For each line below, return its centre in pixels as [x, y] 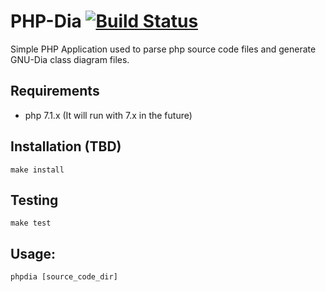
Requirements [55, 91]
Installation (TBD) [66, 146]
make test [31, 223]
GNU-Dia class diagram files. [70, 59]
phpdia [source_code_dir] [64, 277]
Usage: [33, 253]
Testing [34, 200]
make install [37, 170]
